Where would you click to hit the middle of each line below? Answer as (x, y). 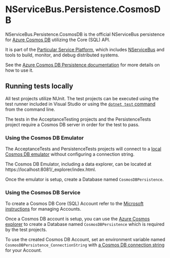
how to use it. (20, 70)
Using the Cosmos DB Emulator (45, 137)
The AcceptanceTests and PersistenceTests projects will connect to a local (83, 149)
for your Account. (24, 250)
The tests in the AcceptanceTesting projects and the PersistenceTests (78, 119)
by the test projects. (26, 230)
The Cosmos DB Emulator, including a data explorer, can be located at (78, 164)
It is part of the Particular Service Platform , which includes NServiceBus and (85, 49)
